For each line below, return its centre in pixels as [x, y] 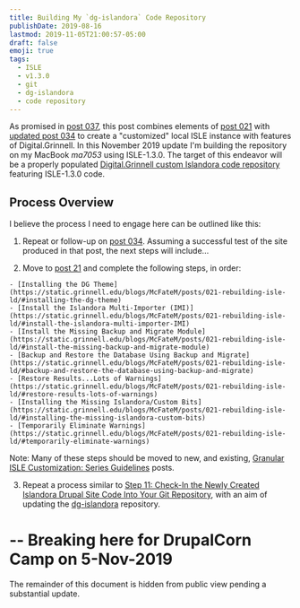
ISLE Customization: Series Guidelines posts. [92, 468]
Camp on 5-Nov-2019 [91, 559]
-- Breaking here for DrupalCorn [131, 540]
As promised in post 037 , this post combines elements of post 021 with [140, 126]
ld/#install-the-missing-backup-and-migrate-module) [110, 347]
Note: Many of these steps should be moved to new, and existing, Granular [147, 458]
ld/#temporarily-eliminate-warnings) [80, 442]
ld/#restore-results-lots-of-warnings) [84, 395]
